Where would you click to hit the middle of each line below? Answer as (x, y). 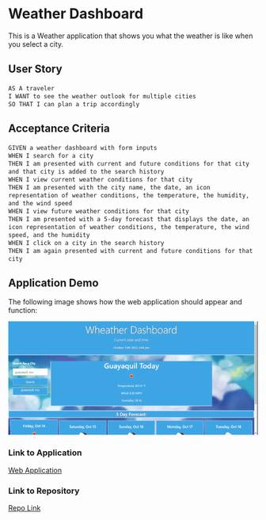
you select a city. (36, 44)
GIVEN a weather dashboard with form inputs (83, 147)
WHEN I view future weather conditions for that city (99, 211)
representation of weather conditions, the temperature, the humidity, (129, 195)
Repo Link (25, 508)
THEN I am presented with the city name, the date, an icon (110, 187)
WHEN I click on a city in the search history (86, 243)
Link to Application (45, 453)
